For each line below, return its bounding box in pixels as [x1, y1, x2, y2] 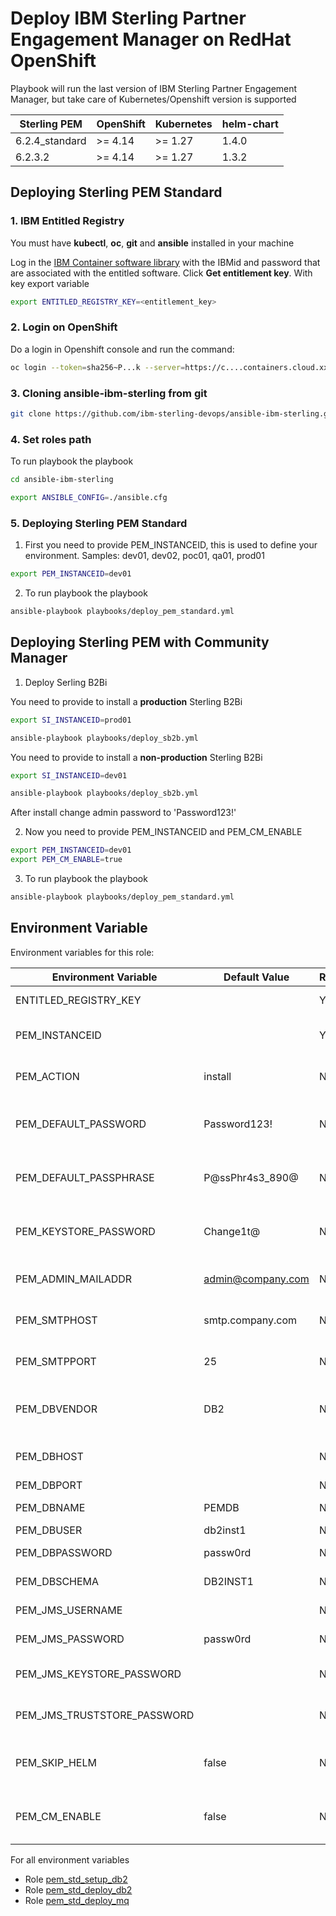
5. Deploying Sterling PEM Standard [10, 516, 188, 530]
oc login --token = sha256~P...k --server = [10, 362, 186, 372]
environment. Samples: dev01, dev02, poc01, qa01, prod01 [24, 550, 265, 562]
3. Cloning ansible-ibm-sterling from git [10, 386, 208, 400]
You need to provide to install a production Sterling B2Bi [10, 695, 243, 707]
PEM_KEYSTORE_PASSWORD [15, 1224, 156, 1238]
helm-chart [221, 117, 279, 131]
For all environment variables [10, 1853, 130, 1866]
